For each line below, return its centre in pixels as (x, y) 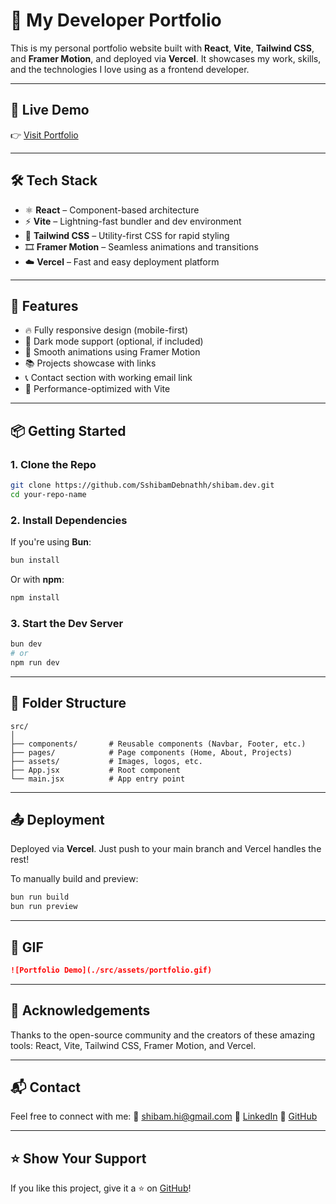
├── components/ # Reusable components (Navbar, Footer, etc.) (158, 744)
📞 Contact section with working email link (108, 378)
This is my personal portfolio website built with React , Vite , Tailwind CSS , (162, 48)
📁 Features (44, 305)
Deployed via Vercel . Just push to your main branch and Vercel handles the (166, 849)
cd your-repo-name (48, 494)
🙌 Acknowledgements (80, 1010)
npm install (35, 597)
